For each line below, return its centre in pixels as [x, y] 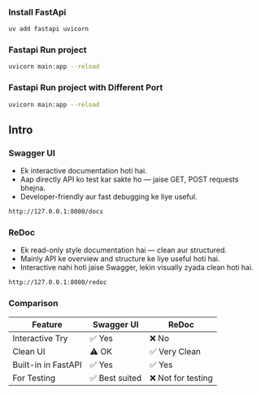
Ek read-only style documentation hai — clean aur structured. [124, 250]
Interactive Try [40, 338]
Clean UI [29, 351]
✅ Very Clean [175, 351]
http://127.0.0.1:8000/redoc [58, 282]
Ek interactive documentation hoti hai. [84, 171]
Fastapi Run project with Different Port [86, 88]
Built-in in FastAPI [48, 365]
